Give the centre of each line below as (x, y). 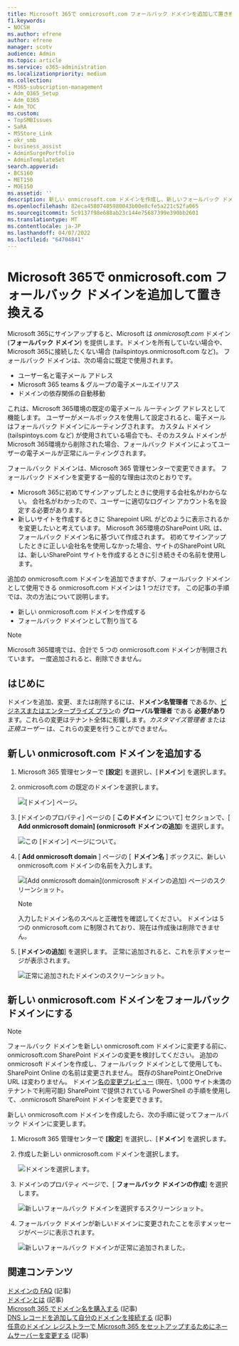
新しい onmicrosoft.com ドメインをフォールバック (119, 1000)
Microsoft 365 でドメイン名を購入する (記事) (73, 1308)
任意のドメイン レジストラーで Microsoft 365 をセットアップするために (111, 1326)
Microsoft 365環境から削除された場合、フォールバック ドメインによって (113, 444)
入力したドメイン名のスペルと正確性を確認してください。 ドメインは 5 (121, 918)
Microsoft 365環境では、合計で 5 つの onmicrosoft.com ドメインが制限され (117, 650)
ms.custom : (23, 113)
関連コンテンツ (40, 1272)
